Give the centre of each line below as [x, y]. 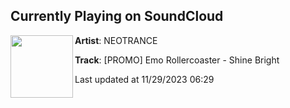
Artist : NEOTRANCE [116, 40]
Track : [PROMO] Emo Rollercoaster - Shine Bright [177, 60]
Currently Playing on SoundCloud [117, 16]
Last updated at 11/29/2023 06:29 [144, 79]
